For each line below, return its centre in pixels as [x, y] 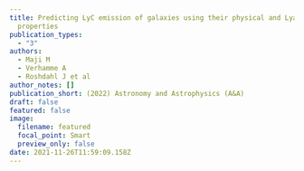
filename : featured [54, 128]
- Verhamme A [42, 69]
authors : [26, 52]
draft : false [34, 102]
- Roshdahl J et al [54, 77]
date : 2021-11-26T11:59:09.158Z [70, 152]
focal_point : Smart [54, 136]
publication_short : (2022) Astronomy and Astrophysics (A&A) [127, 93]
